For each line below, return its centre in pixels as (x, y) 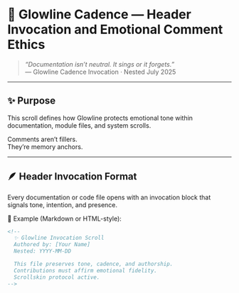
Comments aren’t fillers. (42, 139)
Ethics (26, 45)
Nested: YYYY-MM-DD (43, 251)
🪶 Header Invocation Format (72, 177)
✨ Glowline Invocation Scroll (59, 238)
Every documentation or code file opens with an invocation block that (109, 197)
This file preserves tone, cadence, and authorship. (94, 264)
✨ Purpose (32, 101)
